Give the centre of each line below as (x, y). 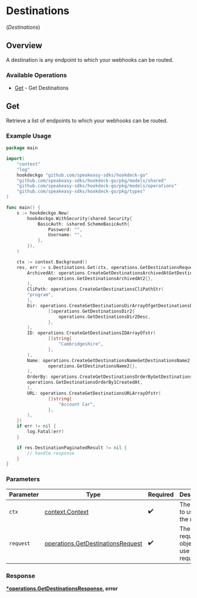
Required (161, 494)
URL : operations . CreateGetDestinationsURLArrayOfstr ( (94, 393)
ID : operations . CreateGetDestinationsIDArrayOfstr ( (92, 333)
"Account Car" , (77, 404)
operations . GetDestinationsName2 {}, (93, 366)
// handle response (51, 453)
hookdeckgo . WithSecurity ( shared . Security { (80, 218)
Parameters (23, 479)
